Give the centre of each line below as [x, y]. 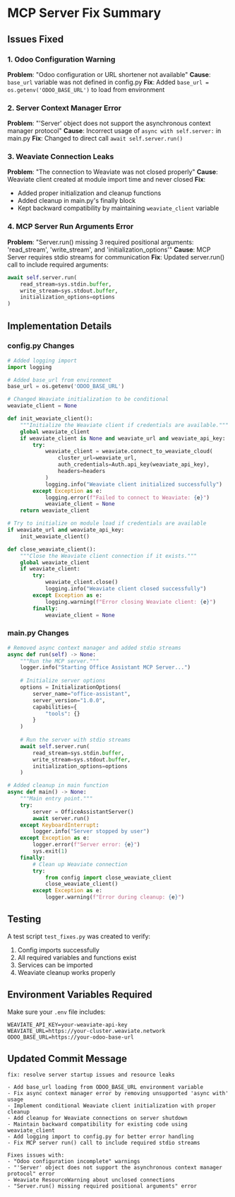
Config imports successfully [59, 950]
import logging [30, 367]
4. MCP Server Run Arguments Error [71, 226]
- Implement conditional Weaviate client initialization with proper [112, 1106]
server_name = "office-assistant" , [82, 694]
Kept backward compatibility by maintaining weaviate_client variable [118, 208]
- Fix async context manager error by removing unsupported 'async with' [118, 1094]
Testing [24, 919]
